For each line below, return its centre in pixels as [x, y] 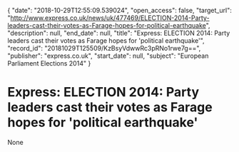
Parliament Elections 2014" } [49, 63]
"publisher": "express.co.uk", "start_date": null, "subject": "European [108, 56]
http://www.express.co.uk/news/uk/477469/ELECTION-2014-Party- [110, 18]
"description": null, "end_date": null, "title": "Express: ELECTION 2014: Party [119, 33]
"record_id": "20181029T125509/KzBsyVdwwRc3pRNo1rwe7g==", [104, 48]
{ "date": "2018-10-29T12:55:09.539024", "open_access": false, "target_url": [119, 10]
